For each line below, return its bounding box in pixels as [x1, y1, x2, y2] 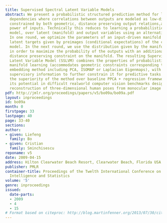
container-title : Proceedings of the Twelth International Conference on [5, 169, 162, 174]
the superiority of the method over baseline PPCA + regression [9, 76, 146, 81]
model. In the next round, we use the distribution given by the [9, 44, 148, 49]
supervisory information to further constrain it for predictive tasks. [9, 72, 164, 77]
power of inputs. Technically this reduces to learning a [9, 26, 133, 31]
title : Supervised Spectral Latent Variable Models [5, 7, 114, 12]
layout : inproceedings [5, 95, 52, 100]
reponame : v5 [5, 150, 32, 155]
